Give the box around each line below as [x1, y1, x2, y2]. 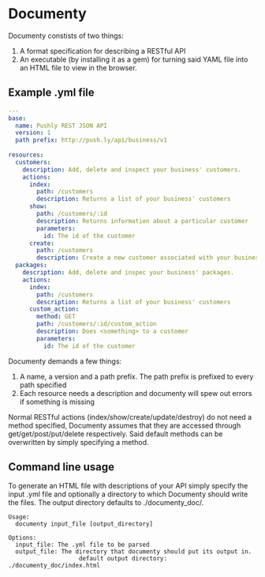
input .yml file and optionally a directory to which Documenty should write [8, 489, 248, 499]
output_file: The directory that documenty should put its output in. [15, 548, 252, 556]
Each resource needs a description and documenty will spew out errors [19, 388, 252, 398]
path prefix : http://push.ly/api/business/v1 [15, 136, 168, 145]
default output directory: [78, 555, 168, 563]
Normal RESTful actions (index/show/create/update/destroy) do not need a [8, 412, 252, 421]
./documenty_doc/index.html [8, 562, 101, 570]
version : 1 [15, 129, 51, 137]
